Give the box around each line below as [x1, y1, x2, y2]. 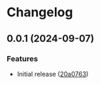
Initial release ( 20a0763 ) [16, 69, 89, 78]
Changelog [6, 4, 73, 21]
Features [6, 54, 38, 64]
